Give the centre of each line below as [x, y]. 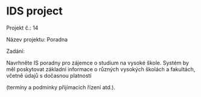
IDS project [35, 11]
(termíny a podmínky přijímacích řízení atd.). [61, 87]
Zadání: [16, 51]
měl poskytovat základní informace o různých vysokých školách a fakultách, [101, 69]
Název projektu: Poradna [37, 39]
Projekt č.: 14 [22, 28]
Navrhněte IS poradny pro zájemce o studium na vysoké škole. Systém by [98, 63]
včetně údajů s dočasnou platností [49, 75]
